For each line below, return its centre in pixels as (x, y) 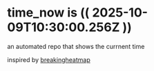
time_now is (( (48, 13)
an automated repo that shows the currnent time (76, 46)
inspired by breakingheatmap (49, 59)
